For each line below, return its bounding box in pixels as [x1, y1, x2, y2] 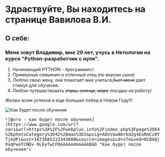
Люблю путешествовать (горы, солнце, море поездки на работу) [12, 87, 152, 93]
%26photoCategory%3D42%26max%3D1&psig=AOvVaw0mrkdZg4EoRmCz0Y [5, 131, 160, 137]
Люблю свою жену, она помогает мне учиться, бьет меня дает [12, 77, 146, 83]
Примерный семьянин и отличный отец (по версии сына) [12, 71, 135, 78]
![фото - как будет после [5, 116, 69, 122]
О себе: [5, 34, 30, 42]
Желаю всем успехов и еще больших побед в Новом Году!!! [5, 97, 133, 103]
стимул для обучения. [12, 82, 60, 88]
